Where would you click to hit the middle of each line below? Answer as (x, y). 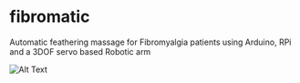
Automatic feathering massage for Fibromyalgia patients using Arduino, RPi (150, 42)
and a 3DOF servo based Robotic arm (80, 51)
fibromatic (50, 17)
